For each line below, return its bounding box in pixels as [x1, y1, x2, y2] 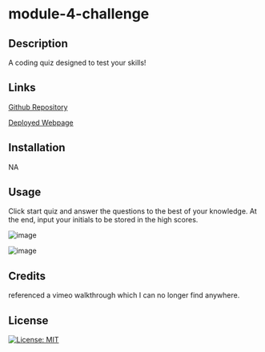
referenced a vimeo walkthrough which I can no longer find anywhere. [8, 290, 240, 300]
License [8, 314, 49, 327]
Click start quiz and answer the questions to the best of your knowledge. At [8, 206, 258, 216]
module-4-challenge [8, 5, 150, 23]
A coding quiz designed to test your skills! [8, 58, 147, 67]
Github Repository [8, 102, 68, 112]
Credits [8, 269, 46, 282]
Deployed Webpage [8, 118, 74, 127]
